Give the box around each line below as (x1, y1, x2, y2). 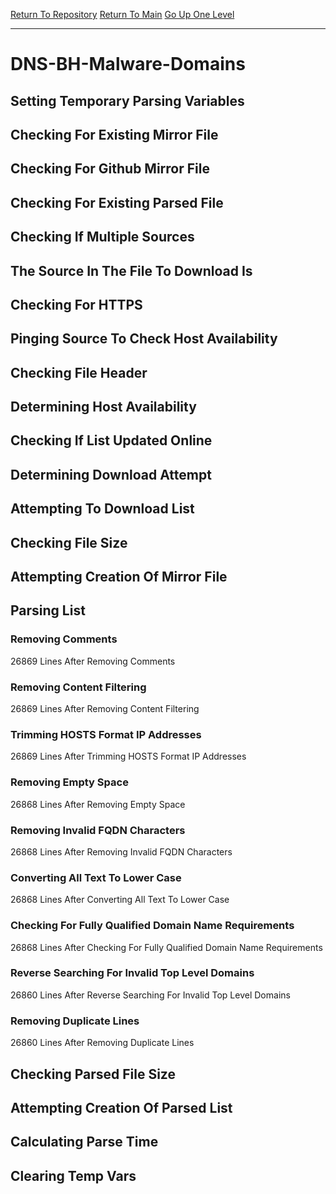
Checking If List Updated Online (10, 432, 213, 449)
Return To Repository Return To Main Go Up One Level (10, 9, 235, 20)
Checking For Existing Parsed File (10, 194, 224, 211)
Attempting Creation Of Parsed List (10, 1099, 233, 1116)
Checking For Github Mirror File (10, 160, 210, 178)
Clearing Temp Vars (10, 1167, 137, 1184)
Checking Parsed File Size (10, 1065, 176, 1083)
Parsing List (10, 602, 86, 619)
